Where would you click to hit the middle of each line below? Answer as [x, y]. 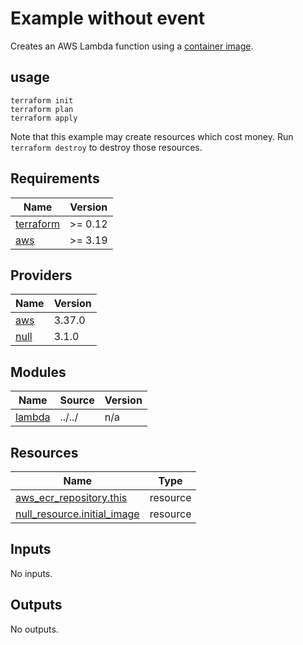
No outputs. [34, 629]
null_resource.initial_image [77, 514]
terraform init [42, 100]
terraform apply [44, 118]
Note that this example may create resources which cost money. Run [152, 136]
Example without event [108, 18]
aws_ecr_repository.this [71, 497]
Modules [38, 372]
